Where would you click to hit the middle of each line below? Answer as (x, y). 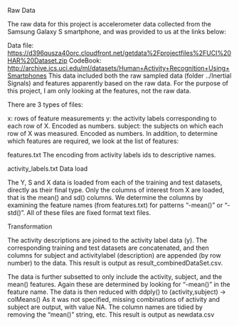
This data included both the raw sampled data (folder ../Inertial (140, 75)
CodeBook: (85, 61)
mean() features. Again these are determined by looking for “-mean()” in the (119, 284)
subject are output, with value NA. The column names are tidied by (105, 307)
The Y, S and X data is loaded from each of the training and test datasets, (115, 182)
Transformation (30, 226)
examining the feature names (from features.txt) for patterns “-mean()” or (115, 205)
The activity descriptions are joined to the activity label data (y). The (107, 240)
